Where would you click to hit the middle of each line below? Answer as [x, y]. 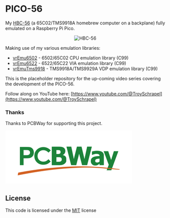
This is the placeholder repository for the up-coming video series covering [83, 78]
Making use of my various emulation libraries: [53, 48]
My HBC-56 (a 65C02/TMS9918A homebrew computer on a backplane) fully [85, 23]
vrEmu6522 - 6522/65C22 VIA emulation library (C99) [69, 63]
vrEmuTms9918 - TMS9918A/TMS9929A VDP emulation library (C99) [85, 69]
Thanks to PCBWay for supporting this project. [54, 123]
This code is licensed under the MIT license [51, 210]
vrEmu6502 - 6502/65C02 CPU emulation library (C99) [71, 58]
